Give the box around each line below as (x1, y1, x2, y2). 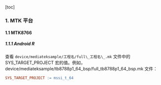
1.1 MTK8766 (5, 29, 32, 36)
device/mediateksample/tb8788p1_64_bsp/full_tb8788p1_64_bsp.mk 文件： (5, 66, 158, 72)
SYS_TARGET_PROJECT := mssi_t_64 (5, 76, 74, 81)
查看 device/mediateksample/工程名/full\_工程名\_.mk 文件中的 (5, 54, 130, 60)
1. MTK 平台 (5, 17, 33, 24)
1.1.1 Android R (5, 41, 35, 47)
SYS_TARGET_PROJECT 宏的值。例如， (5, 60, 85, 65)
